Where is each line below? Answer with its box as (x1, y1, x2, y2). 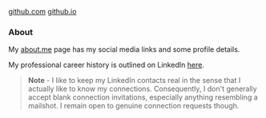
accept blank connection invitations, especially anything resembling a (27, 92, 258, 102)
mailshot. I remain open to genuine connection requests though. (27, 101, 240, 111)
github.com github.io (8, 7, 77, 16)
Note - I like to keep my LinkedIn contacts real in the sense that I (27, 76, 241, 85)
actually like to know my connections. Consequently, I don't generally (27, 84, 258, 94)
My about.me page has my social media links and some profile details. (8, 45, 240, 54)
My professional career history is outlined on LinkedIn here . (8, 60, 204, 70)
